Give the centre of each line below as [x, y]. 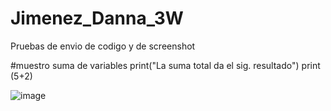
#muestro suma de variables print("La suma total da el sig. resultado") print [165, 65]
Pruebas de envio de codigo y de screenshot [103, 46]
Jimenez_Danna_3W [97, 18]
